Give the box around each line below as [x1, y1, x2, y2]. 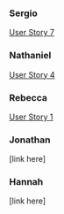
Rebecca [9, 91, 48, 103]
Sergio [9, 7, 38, 19]
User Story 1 [9, 111, 53, 122]
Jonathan [9, 134, 51, 146]
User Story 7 [9, 27, 55, 38]
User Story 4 [9, 69, 55, 80]
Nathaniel [9, 50, 52, 62]
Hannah [9, 176, 44, 188]
